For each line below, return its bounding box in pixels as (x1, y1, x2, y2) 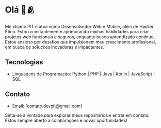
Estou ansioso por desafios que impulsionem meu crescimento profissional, (5, 39, 156, 44)
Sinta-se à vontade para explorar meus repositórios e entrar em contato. (5, 112, 150, 118)
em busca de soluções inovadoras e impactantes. (5, 44, 104, 50)
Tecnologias (5, 58, 43, 66)
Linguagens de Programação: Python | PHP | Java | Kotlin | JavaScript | (12, 71, 155, 77)
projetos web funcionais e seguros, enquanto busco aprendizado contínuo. (5, 34, 155, 40)
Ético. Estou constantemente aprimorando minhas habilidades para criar (5, 28, 149, 34)
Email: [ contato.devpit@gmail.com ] (12, 103, 82, 109)
